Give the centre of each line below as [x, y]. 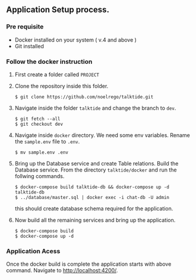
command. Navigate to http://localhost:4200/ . [62, 270]
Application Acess [33, 251]
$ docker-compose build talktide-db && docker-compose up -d [92, 187]
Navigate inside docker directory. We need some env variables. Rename [102, 135]
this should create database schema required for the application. [94, 209]
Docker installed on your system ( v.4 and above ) [75, 40]
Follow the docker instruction [49, 61]
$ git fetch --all [37, 119]
